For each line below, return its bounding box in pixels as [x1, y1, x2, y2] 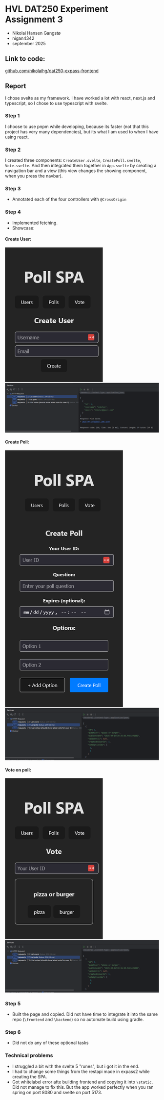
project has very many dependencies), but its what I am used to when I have [5, 128, 159, 134]
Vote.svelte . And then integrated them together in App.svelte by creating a [5, 163, 157, 169]
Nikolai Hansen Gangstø [12, 30, 61, 36]
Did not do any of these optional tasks [12, 1040, 89, 1046]
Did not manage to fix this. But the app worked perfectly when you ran [12, 1084, 154, 1090]
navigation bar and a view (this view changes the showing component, [5, 168, 147, 174]
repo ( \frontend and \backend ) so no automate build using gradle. [12, 1017, 144, 1023]
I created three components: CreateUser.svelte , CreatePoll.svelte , [5, 157, 142, 163]
